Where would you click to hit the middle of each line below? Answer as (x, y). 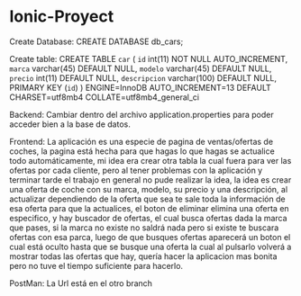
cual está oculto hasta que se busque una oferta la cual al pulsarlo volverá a (150, 247)
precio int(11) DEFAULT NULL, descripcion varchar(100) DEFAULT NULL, (143, 77)
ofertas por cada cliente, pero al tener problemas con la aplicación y (136, 170)
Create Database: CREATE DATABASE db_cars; (96, 41)
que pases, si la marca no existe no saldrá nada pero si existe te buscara (144, 228)
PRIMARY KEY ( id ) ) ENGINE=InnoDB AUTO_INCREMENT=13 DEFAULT (141, 87)
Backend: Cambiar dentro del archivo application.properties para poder (142, 114)
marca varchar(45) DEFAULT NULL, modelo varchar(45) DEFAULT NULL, (141, 68)
